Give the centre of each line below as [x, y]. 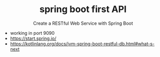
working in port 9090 [32, 33]
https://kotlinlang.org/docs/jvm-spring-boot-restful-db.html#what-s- [82, 43]
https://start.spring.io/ [33, 38]
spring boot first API [83, 9]
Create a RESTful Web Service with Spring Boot [83, 23]
